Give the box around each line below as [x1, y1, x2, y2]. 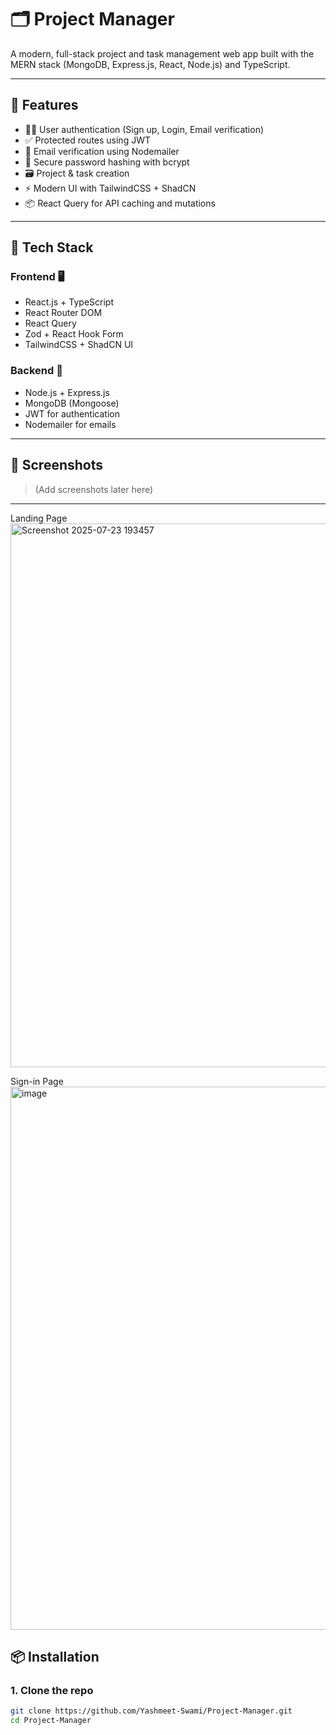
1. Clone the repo [10, 1683, 94, 1697]
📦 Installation [10, 1648, 100, 1665]
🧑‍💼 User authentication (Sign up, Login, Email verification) [24, 123, 265, 135]
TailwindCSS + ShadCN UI [24, 339, 134, 351]
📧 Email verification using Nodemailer [24, 145, 180, 157]
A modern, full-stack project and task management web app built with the [10, 47, 315, 60]
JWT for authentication [24, 407, 120, 420]
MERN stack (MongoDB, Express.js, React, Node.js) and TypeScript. [10, 58, 291, 70]
